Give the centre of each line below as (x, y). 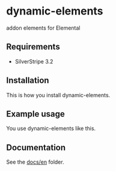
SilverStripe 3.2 (34, 61)
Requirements (33, 47)
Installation (28, 81)
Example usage (35, 114)
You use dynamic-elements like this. (51, 129)
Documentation (36, 147)
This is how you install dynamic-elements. (58, 95)
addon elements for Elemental (43, 28)
